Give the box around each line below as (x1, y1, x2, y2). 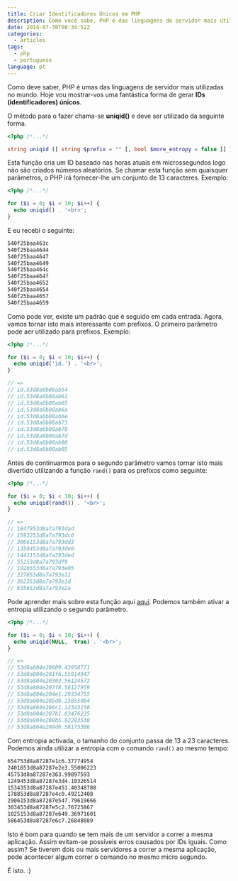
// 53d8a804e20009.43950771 (7, 664, 91, 672)
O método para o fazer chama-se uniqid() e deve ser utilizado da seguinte (7, 111, 225, 120)
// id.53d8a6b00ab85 (7, 445, 69, 453)
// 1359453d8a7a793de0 (7, 545, 74, 552)
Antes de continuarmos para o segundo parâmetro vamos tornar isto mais (7, 459, 223, 467)
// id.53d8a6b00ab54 (7, 386, 69, 393)
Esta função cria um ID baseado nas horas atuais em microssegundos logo (7, 158, 226, 167)
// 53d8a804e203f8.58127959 (7, 684, 91, 691)
